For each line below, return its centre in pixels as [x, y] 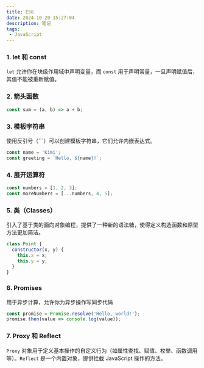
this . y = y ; [32, 261]
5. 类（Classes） [31, 210]
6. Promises [24, 288]
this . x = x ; [32, 255]
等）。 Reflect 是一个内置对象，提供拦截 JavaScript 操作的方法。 [86, 358]
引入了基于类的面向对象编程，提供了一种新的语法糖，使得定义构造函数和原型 [102, 225]
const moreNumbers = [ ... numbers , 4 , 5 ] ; [60, 193]
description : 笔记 [29, 23]
